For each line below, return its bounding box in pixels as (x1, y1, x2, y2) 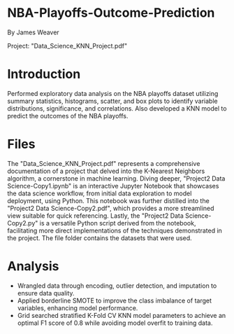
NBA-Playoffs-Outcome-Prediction (7, 5, 215, 21)
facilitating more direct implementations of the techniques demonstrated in (7, 226, 222, 235)
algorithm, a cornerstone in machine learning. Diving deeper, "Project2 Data (7, 174, 226, 183)
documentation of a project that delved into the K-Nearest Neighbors (7, 167, 205, 175)
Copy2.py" (7, 218, 38, 227)
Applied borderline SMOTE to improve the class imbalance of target (17, 296, 212, 305)
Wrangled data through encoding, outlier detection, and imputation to (17, 281, 217, 290)
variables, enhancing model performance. (17, 303, 138, 312)
